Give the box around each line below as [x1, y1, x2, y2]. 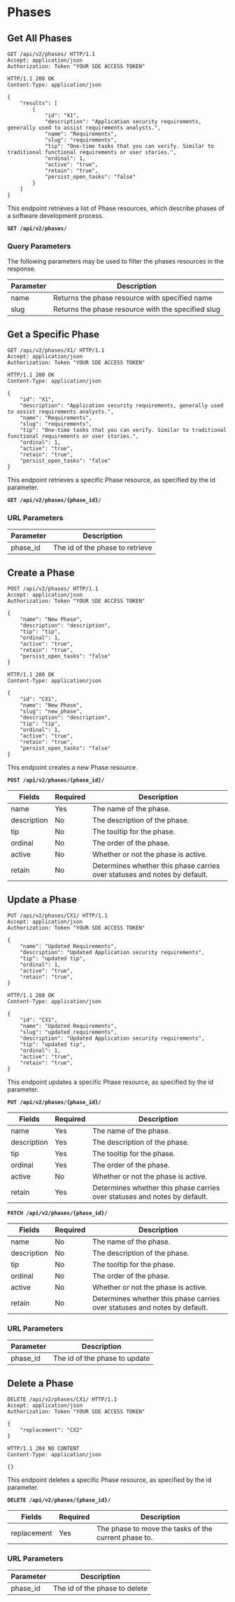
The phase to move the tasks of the [97, 1524, 213, 1534]
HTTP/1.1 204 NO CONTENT [7, 1445, 80, 1452]
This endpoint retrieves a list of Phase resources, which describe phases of [7, 204, 225, 212]
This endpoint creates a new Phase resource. [7, 763, 138, 772]
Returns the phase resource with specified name [52, 293, 213, 303]
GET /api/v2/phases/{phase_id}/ [7, 497, 101, 504]
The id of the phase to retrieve [52, 543, 152, 552]
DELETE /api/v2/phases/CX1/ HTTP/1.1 [7, 1396, 117, 1403]
